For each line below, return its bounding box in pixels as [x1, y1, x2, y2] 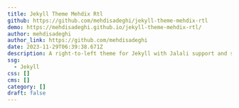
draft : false [7, 90, 46, 97]
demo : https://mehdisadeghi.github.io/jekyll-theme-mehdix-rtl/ [7, 23, 202, 31]
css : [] [7, 70, 31, 77]
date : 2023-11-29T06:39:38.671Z [7, 43, 103, 50]
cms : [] [7, 76, 31, 84]
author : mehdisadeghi [7, 30, 72, 38]
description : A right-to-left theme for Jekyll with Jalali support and [7, 50, 228, 58]
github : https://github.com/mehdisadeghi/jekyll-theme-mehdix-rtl [7, 17, 208, 24]
